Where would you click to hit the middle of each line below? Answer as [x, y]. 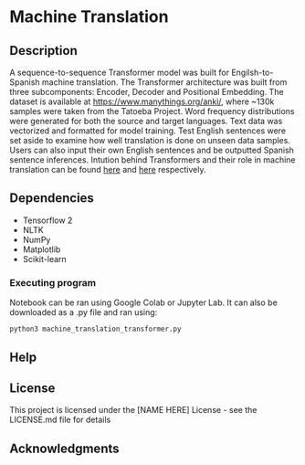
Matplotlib [42, 249]
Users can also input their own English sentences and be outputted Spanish [152, 150]
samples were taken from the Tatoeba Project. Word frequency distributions [152, 111]
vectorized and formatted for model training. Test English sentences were [147, 131]
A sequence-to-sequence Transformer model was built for [120, 72]
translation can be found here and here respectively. [108, 169]
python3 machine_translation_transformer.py [95, 329]
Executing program [53, 282]
